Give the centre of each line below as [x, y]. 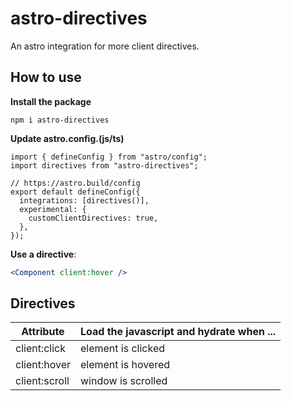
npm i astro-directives [60, 120]
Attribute [43, 332]
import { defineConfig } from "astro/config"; [109, 157]
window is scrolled [123, 381]
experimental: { [53, 209]
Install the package [51, 101]
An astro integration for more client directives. [105, 46]
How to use [46, 77]
